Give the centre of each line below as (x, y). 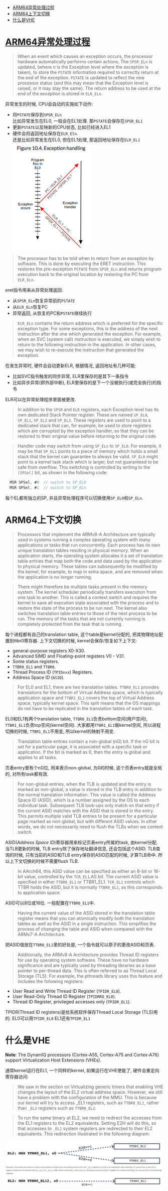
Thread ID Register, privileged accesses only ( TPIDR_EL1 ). (72, 1002)
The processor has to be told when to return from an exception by (86, 258)
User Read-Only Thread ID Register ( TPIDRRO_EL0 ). (64, 996)
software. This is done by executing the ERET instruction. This (81, 263)
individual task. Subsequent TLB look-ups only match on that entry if (88, 805)
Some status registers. (36, 661)
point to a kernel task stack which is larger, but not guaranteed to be (88, 462)
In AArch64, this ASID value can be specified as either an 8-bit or (85, 871)
